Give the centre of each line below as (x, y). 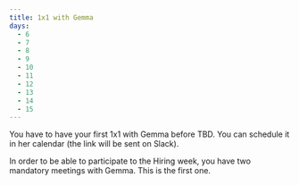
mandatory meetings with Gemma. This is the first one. (110, 171)
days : (19, 26)
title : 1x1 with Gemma (51, 17)
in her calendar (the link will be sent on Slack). (94, 144)
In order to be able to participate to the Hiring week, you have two (130, 161)
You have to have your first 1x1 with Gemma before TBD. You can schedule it (149, 134)
